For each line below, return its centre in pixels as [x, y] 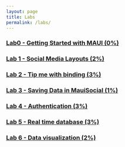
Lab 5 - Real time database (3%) [53, 122]
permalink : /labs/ [28, 22]
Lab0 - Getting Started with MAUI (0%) [62, 43]
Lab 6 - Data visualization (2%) [51, 138]
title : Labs [21, 17]
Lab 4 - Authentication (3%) [47, 106]
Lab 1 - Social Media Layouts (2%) [55, 59]
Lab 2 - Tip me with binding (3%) [54, 75]
